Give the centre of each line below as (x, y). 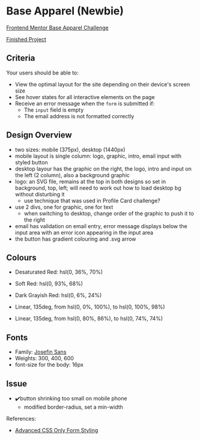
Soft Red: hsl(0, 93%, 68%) (49, 284)
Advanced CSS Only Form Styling (56, 430)
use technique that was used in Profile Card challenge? (92, 200)
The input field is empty (54, 110)
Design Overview (39, 135)
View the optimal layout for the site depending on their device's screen (102, 84)
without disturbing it (40, 194)
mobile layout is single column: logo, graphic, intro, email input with (98, 156)
